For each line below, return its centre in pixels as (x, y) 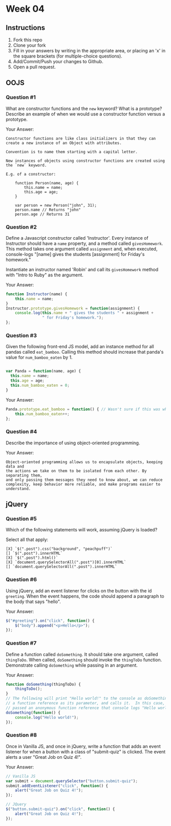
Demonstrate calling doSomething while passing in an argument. (72, 665)
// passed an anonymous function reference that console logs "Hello (81, 708)
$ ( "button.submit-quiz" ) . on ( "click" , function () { (60, 809)
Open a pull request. (35, 67)
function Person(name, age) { (47, 183)
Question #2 (21, 227)
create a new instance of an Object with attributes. (64, 143)
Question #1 (21, 97)
